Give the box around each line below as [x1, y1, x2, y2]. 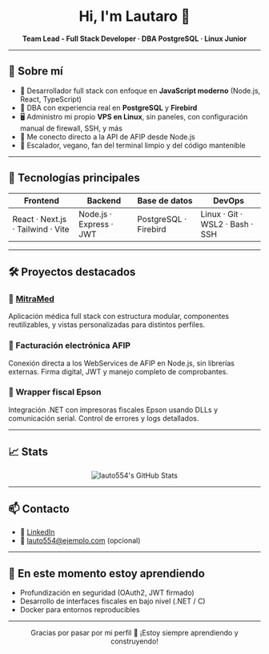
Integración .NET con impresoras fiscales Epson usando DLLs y [8, 405, 219, 414]
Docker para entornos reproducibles [19, 605, 140, 615]
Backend [86, 195, 122, 206]
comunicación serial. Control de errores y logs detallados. [8, 413, 199, 423]
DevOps [213, 195, 244, 206]
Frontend [23, 195, 60, 206]
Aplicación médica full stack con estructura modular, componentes [8, 312, 230, 321]
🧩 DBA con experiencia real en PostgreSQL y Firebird [19, 103, 198, 112]
